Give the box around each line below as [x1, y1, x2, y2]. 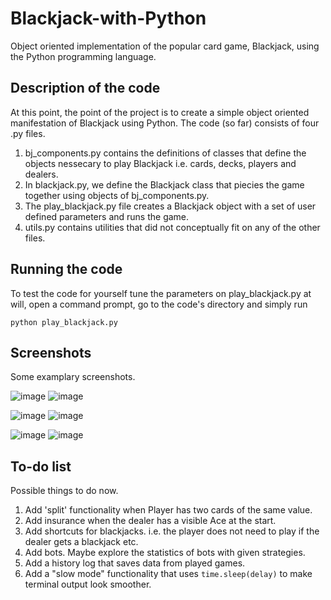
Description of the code [10, 80, 161, 97]
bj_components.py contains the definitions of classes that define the [24, 147, 307, 159]
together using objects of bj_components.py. [24, 189, 210, 201]
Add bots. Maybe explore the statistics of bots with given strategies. [24, 547, 306, 559]
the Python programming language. [10, 50, 157, 62]
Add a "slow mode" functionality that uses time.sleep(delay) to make [24, 568, 313, 580]
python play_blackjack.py [10, 317, 118, 327]
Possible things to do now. [10, 485, 119, 497]
